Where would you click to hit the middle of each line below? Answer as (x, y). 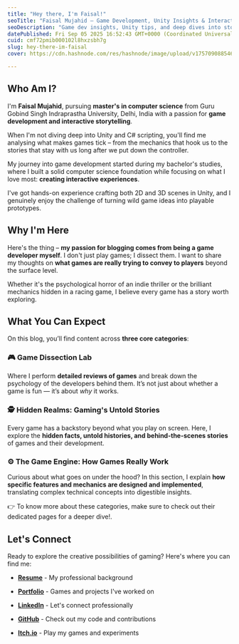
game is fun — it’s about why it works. (63, 391)
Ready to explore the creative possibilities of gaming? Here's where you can (119, 556)
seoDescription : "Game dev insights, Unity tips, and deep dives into (114, 27)
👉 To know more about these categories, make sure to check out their (111, 507)
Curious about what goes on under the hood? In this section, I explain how (116, 477)
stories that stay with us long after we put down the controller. (98, 150)
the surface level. (33, 270)
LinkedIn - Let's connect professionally (75, 606)
